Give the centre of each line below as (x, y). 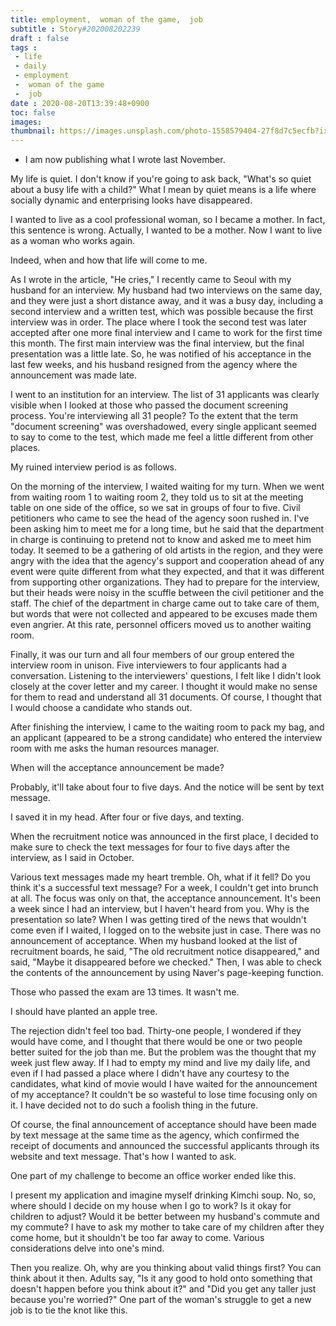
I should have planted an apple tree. (84, 1012)
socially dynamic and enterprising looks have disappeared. (131, 200)
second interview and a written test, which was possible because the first (162, 312)
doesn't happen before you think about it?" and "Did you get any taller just (163, 1289)
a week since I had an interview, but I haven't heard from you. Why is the (160, 909)
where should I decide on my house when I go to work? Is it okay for (151, 1206)
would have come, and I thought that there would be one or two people (156, 1042)
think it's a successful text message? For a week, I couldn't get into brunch (164, 888)
